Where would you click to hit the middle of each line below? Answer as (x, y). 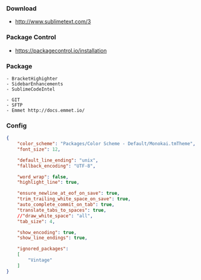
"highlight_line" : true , (48, 183)
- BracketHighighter (32, 79)
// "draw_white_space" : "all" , (55, 216)
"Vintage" (40, 260)
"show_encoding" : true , (47, 232)
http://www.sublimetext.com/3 (53, 22)
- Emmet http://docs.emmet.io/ (46, 110)
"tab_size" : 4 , (36, 221)
